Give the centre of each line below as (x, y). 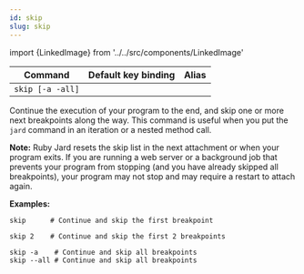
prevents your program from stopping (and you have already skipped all (144, 167)
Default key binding (132, 75)
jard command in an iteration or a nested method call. (111, 129)
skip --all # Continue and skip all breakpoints (103, 260)
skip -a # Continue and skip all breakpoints (103, 252)
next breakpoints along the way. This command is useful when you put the (149, 120)
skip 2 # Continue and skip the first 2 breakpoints (117, 236)
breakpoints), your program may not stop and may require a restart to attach (152, 176)
